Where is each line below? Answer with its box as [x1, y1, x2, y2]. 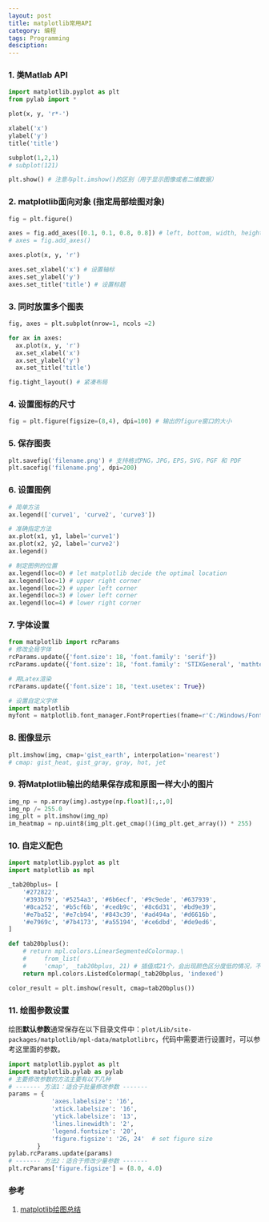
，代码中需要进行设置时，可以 [155, 1034, 254, 1043]
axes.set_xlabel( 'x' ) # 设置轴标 [8, 266, 115, 274]
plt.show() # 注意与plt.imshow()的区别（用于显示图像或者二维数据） [8, 175, 218, 184]
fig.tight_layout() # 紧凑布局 [8, 378, 108, 387]
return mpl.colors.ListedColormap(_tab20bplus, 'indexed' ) [22, 970, 224, 978]
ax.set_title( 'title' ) [15, 364, 91, 372]
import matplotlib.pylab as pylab [8, 1067, 124, 1075]
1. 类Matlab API [8, 70, 68, 81]
